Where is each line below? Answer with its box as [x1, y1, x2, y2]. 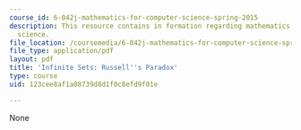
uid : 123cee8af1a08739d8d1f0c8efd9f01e [9, 80, 159, 89]
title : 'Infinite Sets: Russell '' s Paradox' [9, 64, 178, 73]
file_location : [9, 38, 66, 48]
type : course [9, 72, 58, 81]
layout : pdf [9, 55, 54, 64]
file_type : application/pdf [9, 47, 115, 56]
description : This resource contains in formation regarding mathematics [9, 22, 291, 30]
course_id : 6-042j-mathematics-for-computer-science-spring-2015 [9, 13, 258, 22]
